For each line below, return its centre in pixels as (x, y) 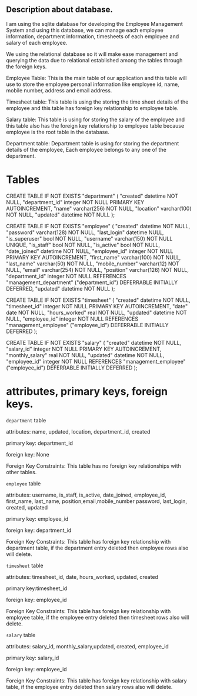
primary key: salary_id (33, 658)
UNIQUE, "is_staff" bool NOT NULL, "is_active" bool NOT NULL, (83, 245)
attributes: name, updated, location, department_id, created (78, 431)
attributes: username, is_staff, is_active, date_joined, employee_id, (86, 495)
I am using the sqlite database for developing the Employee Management (95, 24)
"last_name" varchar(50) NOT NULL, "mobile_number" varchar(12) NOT (93, 264)
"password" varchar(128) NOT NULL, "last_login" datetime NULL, (85, 232)
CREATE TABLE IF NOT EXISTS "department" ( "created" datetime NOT (92, 196)
